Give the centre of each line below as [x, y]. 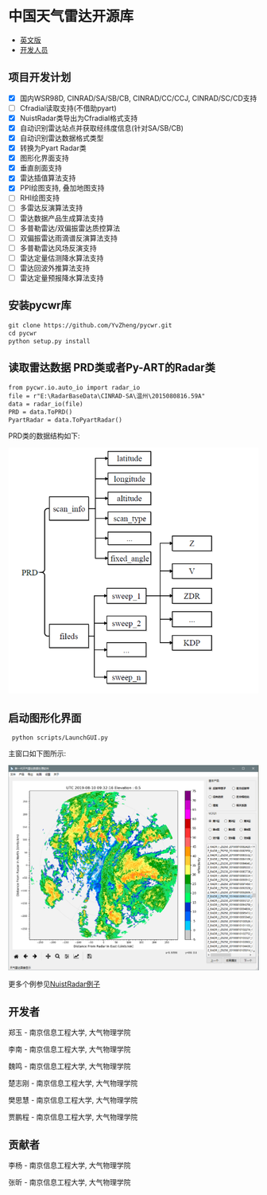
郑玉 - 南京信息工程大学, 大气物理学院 [70, 1032]
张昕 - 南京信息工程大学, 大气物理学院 [70, 1182]
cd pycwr [23, 333]
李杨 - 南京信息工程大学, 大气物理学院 [70, 1165]
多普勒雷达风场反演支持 [58, 248]
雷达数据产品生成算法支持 [62, 218]
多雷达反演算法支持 [51, 208]
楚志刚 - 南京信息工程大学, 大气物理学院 [73, 1083]
